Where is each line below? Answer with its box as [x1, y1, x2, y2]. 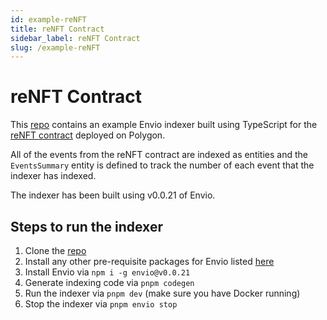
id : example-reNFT [10, 14, 87, 25]
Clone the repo [24, 245, 87, 256]
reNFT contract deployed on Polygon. [10, 129, 166, 141]
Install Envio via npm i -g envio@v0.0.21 [24, 266, 191, 278]
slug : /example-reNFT [10, 42, 101, 53]
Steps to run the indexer [10, 218, 163, 235]
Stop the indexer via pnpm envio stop [24, 298, 178, 310]
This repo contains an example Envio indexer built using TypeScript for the [10, 119, 318, 131]
